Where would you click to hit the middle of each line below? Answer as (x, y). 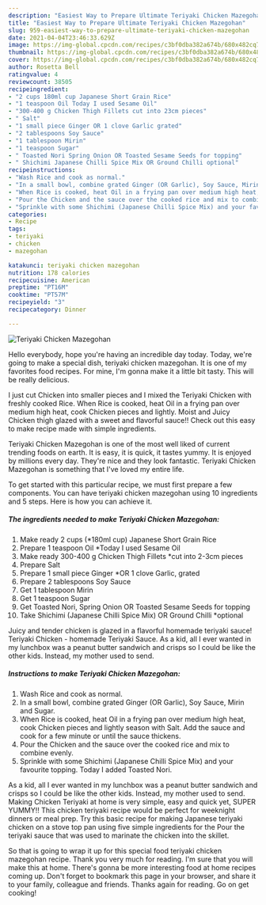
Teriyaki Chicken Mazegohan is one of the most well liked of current (119, 443)
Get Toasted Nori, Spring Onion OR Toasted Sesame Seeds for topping (135, 607)
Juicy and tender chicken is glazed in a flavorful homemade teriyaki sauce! (130, 630)
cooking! (23, 892)
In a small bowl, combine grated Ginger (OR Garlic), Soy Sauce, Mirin (132, 702)
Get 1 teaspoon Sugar (55, 598)
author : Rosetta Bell (44, 67)
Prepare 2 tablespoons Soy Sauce (75, 581)
